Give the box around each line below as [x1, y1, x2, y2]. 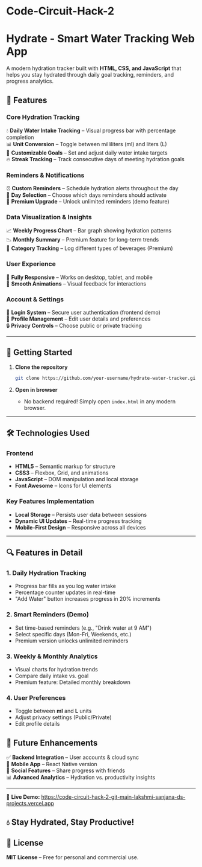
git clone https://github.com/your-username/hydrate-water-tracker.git [14, 375, 198, 381]
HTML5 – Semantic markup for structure [14, 463, 115, 470]
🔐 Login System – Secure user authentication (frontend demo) [6, 309, 161, 316]
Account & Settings [6, 295, 64, 303]
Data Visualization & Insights [6, 213, 92, 222]
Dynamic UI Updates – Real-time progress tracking [14, 517, 142, 525]
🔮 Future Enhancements [6, 738, 98, 748]
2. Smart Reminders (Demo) [6, 610, 89, 619]
